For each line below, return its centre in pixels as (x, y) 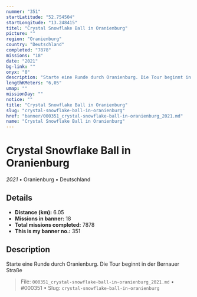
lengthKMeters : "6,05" (34, 83)
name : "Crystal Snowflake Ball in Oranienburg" (66, 122)
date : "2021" (22, 61)
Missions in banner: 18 (43, 218)
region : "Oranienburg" (34, 39)
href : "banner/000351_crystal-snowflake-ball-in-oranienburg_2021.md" (95, 116)
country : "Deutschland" (35, 45)
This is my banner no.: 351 (47, 231)
